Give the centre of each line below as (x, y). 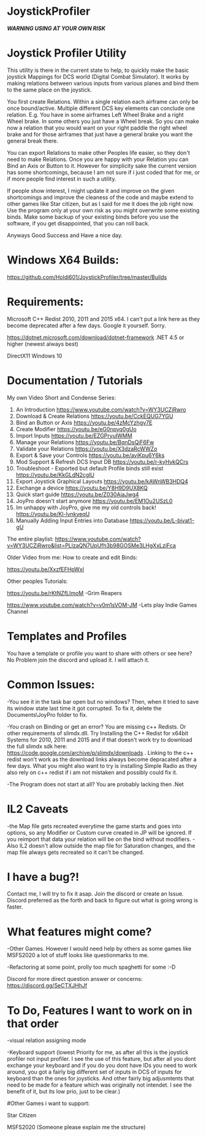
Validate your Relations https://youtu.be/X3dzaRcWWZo (86, 448)
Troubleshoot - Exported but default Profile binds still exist (90, 468)
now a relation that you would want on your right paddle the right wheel (97, 128)
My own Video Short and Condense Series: (61, 397)
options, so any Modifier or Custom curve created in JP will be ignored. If (99, 832)
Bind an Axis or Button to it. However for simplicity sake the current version (102, 166)
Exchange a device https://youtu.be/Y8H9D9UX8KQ (82, 488)
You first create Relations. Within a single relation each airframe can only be (103, 101)
